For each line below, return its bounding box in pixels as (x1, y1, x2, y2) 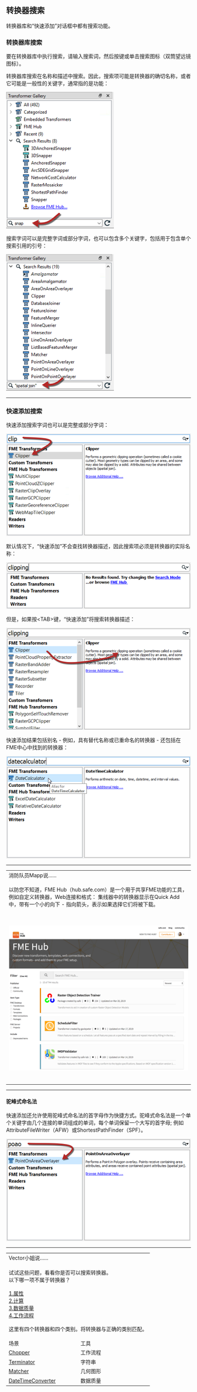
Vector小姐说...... (8, 1254, 49, 1262)
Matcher (8, 1368, 29, 1374)
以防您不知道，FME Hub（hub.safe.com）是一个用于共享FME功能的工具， (8, 886, 188, 893)
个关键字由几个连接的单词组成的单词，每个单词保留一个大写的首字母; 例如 (6, 1119, 184, 1126)
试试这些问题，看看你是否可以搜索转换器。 (8, 1269, 111, 1276)
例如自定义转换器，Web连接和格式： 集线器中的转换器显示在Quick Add (8, 894, 180, 901)
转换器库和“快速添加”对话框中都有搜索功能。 (6, 22, 114, 29)
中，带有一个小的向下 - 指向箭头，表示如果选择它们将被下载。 (8, 901, 159, 908)
